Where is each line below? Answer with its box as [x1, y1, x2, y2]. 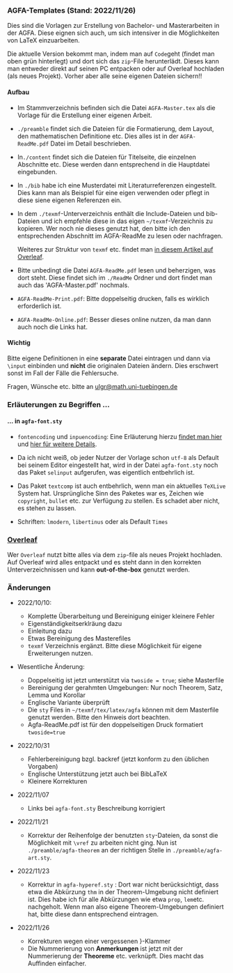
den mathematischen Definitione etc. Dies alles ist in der [17, 132, 179, 140]
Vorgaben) [27, 763, 58, 771]
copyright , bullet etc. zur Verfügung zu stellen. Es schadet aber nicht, [17, 496, 220, 505]
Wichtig [7, 339, 31, 347]
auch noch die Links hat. [17, 323, 88, 331]
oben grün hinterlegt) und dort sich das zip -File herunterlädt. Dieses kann [7, 57, 219, 66]
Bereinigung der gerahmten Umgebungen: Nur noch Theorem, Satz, [27, 684, 223, 692]
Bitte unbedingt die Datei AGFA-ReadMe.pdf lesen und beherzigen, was [17, 266, 216, 274]
